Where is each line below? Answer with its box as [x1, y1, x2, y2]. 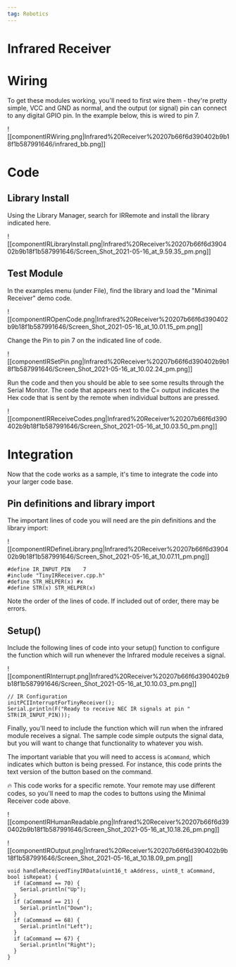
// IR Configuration [7, 693, 68, 701]
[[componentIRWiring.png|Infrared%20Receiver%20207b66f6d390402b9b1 [7, 132, 230, 141]
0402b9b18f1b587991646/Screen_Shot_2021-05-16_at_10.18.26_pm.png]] [7, 825, 220, 834]
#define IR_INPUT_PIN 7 [7, 566, 87, 573]
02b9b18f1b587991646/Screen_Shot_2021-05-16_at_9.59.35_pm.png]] [7, 247, 211, 256]
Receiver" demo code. [7, 294, 73, 302]
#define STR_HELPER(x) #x [7, 578, 83, 585]
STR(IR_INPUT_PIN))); [7, 712, 71, 719]
